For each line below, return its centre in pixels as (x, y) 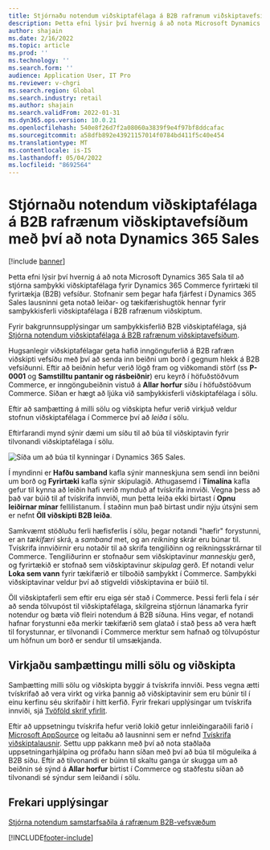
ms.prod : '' (28, 53)
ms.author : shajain (41, 105)
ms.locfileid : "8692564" (50, 166)
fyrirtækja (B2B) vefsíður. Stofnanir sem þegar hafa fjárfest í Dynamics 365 (132, 294)
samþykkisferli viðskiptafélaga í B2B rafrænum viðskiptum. (105, 311)
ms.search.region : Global (51, 90)
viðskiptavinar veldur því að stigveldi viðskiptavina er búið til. (108, 582)
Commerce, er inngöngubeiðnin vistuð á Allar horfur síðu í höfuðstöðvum (130, 385)
